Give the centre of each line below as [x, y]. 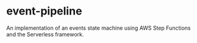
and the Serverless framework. [45, 34]
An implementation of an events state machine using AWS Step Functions [99, 28]
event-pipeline [44, 11]
